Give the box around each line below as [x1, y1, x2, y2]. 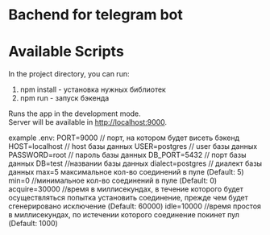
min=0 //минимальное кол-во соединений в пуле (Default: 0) [8, 175, 218, 186]
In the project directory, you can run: [8, 69, 130, 79]
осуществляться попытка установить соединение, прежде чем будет [8, 193, 248, 203]
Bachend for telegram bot [8, 6, 183, 24]
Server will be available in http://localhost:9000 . [8, 117, 168, 127]
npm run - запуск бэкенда [19, 93, 110, 103]
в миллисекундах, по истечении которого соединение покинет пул [8, 210, 239, 220]
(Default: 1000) [8, 219, 58, 229]
